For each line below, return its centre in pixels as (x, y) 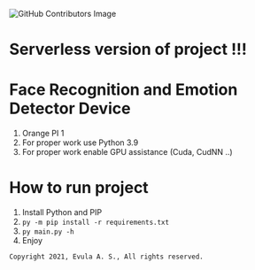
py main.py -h (48, 232)
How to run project (79, 188)
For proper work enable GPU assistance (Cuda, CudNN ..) (127, 152)
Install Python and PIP (62, 212)
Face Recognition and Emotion (124, 90)
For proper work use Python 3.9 (80, 143)
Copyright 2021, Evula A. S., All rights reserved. (106, 257)
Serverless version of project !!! (128, 50)
